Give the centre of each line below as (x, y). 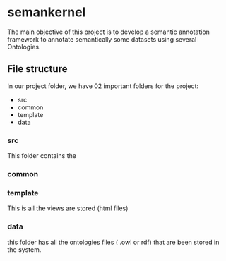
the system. (24, 249)
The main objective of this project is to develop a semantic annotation (109, 32)
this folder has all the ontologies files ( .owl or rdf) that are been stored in (113, 242)
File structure (37, 69)
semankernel (47, 12)
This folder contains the (42, 156)
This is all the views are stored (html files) (68, 208)
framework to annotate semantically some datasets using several (102, 39)
